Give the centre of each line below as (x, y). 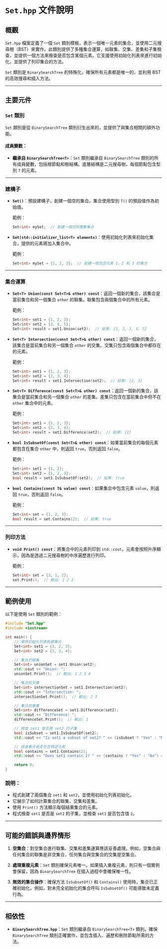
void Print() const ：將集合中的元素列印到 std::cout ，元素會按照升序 (84, 549)
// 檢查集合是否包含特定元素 (40, 747)
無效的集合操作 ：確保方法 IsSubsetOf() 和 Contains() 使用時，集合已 (83, 882)
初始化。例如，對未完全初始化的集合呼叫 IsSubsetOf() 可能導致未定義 (88, 888)
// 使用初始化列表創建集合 (38, 642)
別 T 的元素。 (26, 170)
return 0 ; (24, 765)
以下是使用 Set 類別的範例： (34, 614)
